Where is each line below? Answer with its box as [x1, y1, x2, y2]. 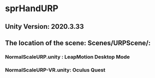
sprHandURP [5, 3, 58, 14]
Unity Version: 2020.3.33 [5, 22, 84, 31]
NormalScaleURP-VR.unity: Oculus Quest [5, 66, 106, 73]
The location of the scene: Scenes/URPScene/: [5, 39, 151, 47]
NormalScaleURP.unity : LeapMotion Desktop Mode [5, 53, 130, 60]
